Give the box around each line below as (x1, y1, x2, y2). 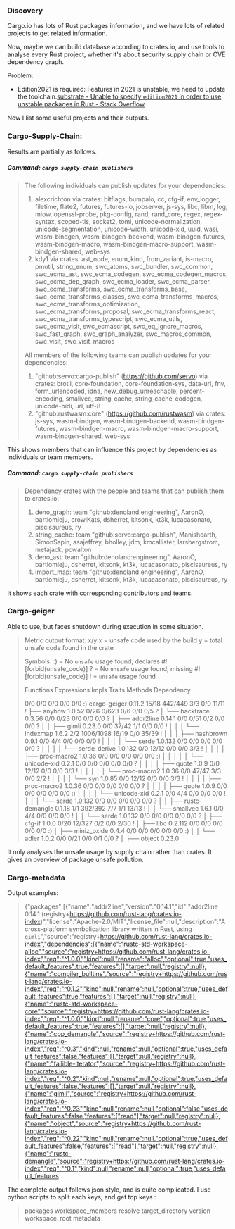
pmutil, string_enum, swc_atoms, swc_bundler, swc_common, (34, 262, 213, 270)
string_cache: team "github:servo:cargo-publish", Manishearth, (34, 530, 217, 539)
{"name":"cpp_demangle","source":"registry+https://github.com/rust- (24, 1030, 226, 1038)
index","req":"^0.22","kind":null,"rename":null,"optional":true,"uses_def (24, 1135, 228, 1143)
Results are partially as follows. (7, 147, 97, 156)
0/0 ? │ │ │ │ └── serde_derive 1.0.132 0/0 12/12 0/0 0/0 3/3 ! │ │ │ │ (24, 744, 226, 752)
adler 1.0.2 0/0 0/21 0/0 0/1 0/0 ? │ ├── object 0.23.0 (24, 834, 180, 842)
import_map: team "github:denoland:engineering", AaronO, (34, 568, 205, 576)
